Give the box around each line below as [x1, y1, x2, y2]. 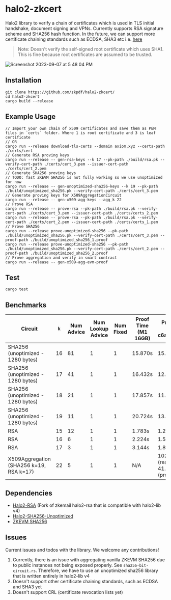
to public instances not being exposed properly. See [12, 562, 122, 568]
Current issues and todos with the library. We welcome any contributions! [5, 547, 159, 553]
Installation [5, 76, 42, 85]
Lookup [90, 325, 109, 333]
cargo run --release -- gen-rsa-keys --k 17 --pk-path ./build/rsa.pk [5, 157, 158, 162]
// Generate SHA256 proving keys [5, 170, 76, 176]
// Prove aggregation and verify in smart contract [5, 255, 117, 260]
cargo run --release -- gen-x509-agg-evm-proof [5, 259, 108, 265]
